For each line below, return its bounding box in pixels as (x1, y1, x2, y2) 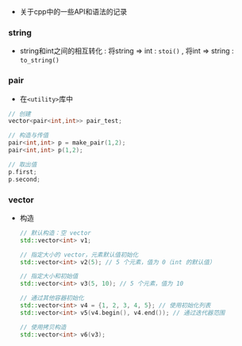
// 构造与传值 (8, 132, 49, 140)
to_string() (19, 56, 60, 65)
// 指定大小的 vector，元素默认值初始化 (19, 251, 139, 259)
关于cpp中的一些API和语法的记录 (19, 7, 128, 16)
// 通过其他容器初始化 (19, 294, 85, 302)
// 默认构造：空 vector (19, 229, 91, 236)
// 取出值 (8, 160, 37, 168)
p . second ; (8, 175, 41, 183)
